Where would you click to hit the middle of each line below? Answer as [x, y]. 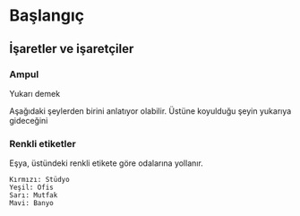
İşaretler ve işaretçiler [72, 49]
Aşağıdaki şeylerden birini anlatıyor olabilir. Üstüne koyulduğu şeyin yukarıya [150, 111]
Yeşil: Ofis [31, 188]
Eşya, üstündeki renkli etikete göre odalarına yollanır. [106, 163]
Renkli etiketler [43, 143]
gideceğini [29, 120]
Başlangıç [47, 16]
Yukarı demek [35, 93]
